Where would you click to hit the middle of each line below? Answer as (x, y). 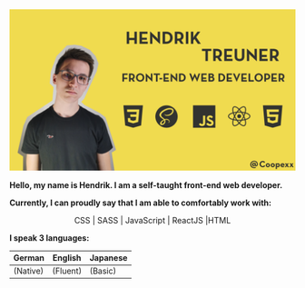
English (67, 258)
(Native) (29, 271)
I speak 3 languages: (49, 238)
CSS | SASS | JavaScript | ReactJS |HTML (152, 220)
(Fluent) (67, 271)
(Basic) (103, 271)
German (29, 258)
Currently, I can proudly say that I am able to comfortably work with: (141, 203)
